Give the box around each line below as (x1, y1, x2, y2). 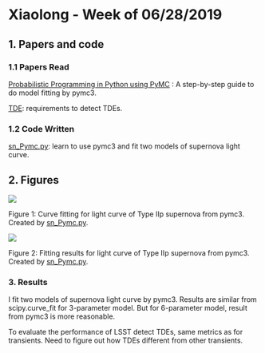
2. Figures (8, 173, 60, 187)
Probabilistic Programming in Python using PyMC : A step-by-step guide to (8, 79, 255, 89)
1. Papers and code (8, 38, 105, 51)
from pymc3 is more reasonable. (8, 311, 116, 321)
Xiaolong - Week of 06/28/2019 (8, 6, 223, 24)
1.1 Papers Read (8, 61, 69, 73)
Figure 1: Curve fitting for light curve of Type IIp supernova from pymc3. (8, 209, 245, 219)
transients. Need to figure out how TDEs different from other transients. (8, 335, 243, 345)
